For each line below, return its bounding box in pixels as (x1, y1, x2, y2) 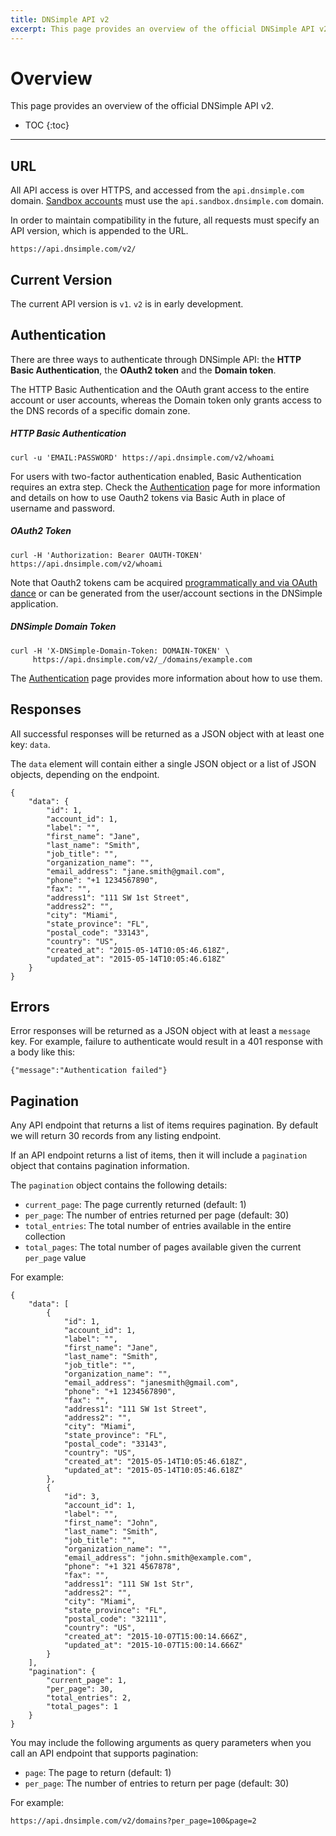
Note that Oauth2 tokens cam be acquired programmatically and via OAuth (10, 576, 318, 588)
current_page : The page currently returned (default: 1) (24, 1199, 247, 1211)
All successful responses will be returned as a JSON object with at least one (10, 727, 325, 740)
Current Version (10, 271, 113, 288)
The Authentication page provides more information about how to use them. (10, 672, 323, 684)
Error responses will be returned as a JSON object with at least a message (10, 1025, 311, 1037)
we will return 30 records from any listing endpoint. (10, 1130, 222, 1142)
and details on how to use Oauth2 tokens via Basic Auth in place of (10, 491, 286, 503)
